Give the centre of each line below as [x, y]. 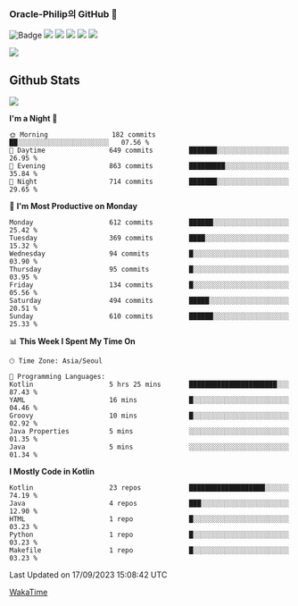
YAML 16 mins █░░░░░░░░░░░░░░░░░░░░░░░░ [149, 400]
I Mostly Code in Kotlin [52, 472]
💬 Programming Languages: [57, 377]
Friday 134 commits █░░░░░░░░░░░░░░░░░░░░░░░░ [149, 285]
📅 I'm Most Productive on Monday [74, 206]
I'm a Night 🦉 [33, 119]
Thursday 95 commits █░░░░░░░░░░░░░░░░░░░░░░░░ [149, 270]
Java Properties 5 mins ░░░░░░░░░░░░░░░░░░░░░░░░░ [149, 432]
